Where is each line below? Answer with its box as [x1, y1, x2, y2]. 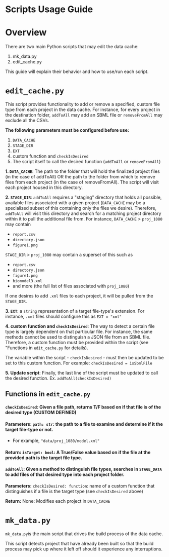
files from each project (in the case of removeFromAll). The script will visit [5, 179, 159, 185]
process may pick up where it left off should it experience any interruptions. [5, 546, 163, 552]
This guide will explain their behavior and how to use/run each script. [5, 68, 149, 75]
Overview [5, 27, 47, 39]
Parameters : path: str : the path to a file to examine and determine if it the [5, 421, 163, 427]
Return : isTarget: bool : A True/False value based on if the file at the [5, 449, 151, 455]
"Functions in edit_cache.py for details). [5, 345, 88, 351]
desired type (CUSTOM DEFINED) [5, 410, 77, 416]
